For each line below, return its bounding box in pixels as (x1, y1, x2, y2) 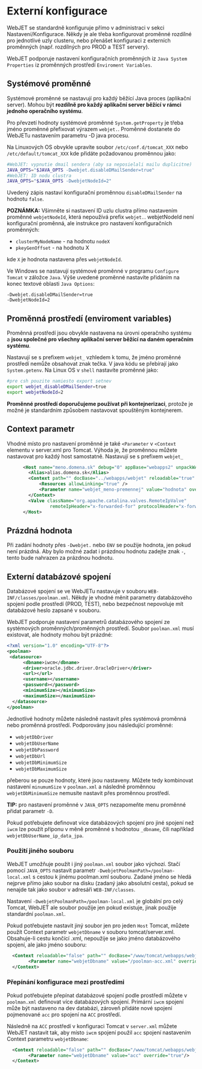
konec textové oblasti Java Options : (7, 280, 95, 288)
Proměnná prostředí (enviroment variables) (7, 313, 172, 324)
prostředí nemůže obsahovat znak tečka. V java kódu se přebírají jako (7, 360, 179, 368)
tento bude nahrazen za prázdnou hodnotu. (7, 554, 114, 562)
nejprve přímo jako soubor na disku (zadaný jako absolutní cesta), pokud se (7, 879, 194, 886)
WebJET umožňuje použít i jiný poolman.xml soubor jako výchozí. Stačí (7, 860, 180, 867)
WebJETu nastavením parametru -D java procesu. (7, 132, 130, 139)
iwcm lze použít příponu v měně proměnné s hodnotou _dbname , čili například (7, 825, 194, 832)
